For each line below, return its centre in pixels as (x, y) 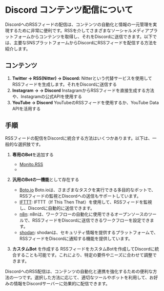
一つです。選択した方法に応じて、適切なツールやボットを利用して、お (83, 277)
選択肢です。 (31, 144)
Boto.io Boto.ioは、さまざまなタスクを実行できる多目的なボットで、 (88, 190)
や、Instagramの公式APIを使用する (47, 96)
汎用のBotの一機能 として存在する (46, 179)
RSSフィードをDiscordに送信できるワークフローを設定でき (91, 220)
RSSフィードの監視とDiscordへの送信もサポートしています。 (80, 196)
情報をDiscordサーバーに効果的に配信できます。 (62, 283)
